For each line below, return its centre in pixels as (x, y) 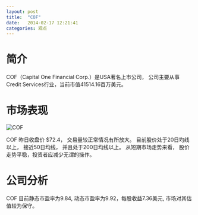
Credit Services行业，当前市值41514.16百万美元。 (66, 84)
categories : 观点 (27, 28)
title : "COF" (24, 17)
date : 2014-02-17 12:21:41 (42, 23)
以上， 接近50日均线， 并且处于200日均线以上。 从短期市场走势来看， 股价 (98, 147)
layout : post (22, 12)
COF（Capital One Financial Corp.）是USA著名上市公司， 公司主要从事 (93, 77)
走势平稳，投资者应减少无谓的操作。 (51, 154)
